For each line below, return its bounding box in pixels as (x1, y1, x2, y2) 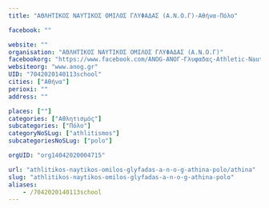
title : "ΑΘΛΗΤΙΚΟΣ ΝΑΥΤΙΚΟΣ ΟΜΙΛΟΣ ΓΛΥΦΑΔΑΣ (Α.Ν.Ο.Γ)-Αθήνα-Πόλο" (8, 11, 239, 20)
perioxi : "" (8, 85, 48, 93)
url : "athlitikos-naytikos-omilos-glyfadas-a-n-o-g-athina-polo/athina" (8, 166, 256, 174)
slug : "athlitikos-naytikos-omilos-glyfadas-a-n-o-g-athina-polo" (8, 173, 235, 181)
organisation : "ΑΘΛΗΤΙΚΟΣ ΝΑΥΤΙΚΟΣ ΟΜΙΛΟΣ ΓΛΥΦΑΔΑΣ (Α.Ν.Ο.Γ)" (8, 48, 224, 56)
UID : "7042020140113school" (8, 70, 102, 78)
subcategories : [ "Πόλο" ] (8, 122, 91, 130)
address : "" (8, 93, 48, 101)
